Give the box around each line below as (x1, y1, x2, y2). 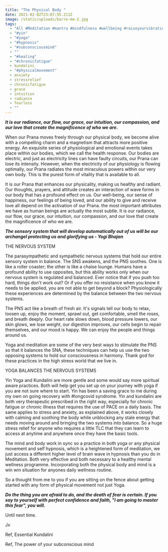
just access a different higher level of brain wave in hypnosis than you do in (5, 451, 161, 457)
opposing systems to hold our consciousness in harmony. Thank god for (5, 352, 154, 358)
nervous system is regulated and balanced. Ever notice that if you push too (5, 274, 160, 280)
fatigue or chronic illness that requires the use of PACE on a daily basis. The (5, 404, 161, 409)
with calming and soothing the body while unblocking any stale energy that (5, 415, 160, 421)
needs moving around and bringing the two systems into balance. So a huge (5, 420, 162, 426)
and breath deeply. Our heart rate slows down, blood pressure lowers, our (5, 316, 157, 322)
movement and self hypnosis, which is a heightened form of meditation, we (5, 446, 160, 452)
